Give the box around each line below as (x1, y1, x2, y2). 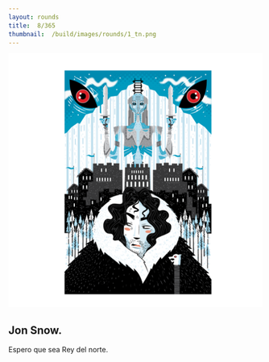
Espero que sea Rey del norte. (8, 345, 109, 355)
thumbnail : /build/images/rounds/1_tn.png (8, 30, 157, 38)
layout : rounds (8, 13, 60, 21)
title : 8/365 (8, 21, 56, 30)
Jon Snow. (8, 323, 62, 337)
